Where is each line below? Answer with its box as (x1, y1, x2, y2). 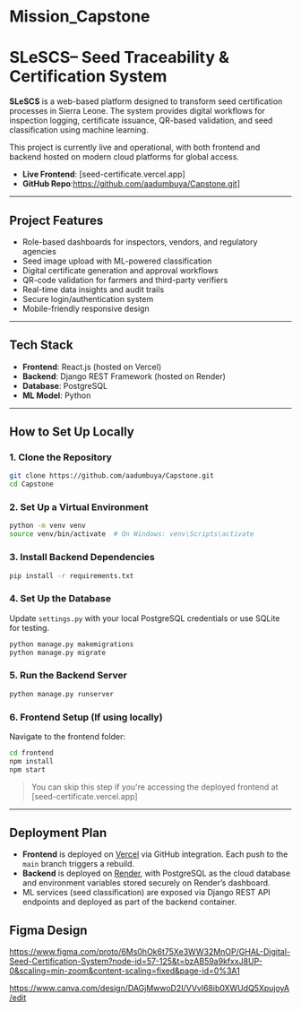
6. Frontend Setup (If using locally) (9, 711, 163, 723)
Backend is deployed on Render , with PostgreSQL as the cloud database (21, 868, 291, 879)
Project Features (9, 212, 104, 228)
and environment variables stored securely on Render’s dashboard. (21, 877, 271, 888)
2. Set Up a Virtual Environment (9, 501, 150, 514)
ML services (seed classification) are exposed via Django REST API (21, 887, 271, 898)
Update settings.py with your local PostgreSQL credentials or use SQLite (9, 612, 280, 624)
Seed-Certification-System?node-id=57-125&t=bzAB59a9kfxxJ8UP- (9, 956, 262, 967)
